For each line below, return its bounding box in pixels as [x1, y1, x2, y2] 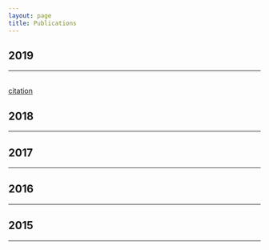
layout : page [8, 11, 52, 20]
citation [8, 86, 34, 96]
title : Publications [8, 19, 78, 27]
